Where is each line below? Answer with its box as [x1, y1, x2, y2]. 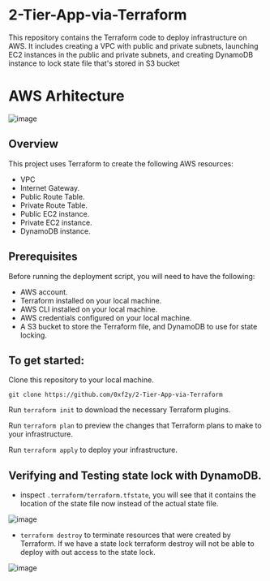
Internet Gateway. [19, 183, 79, 192]
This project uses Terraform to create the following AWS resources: [8, 158, 234, 168]
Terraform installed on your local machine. [19, 295, 162, 305]
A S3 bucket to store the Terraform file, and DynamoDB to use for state [19, 321, 258, 331]
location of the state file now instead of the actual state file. [19, 499, 219, 509]
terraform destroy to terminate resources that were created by [19, 530, 231, 540]
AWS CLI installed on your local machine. [19, 304, 158, 314]
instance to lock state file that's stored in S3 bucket [8, 58, 180, 68]
